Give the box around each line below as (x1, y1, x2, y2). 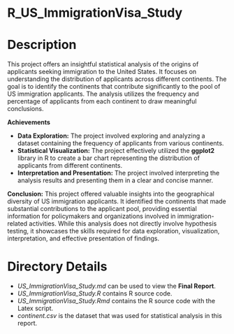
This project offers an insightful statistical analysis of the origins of (7, 60, 199, 68)
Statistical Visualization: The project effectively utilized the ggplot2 (17, 147, 215, 155)
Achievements (7, 118, 51, 126)
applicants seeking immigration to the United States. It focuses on (7, 68, 197, 76)
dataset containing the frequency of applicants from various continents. (17, 139, 224, 147)
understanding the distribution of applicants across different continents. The (7, 75, 227, 83)
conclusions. (7, 105, 44, 113)
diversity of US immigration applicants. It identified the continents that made (7, 197, 226, 205)
